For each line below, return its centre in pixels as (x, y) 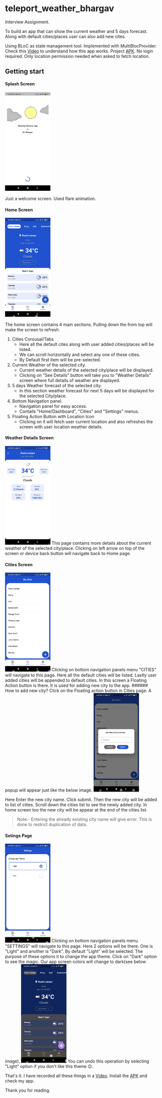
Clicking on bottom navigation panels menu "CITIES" (104, 670)
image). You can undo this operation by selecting (77, 1061)
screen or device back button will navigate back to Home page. (68, 554)
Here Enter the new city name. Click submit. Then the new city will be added (81, 800)
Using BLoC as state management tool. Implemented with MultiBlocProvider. (81, 46)
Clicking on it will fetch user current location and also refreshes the (86, 422)
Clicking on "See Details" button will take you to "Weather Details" (85, 375)
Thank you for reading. (28, 1090)
